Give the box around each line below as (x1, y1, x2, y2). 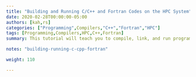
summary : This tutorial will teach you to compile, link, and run (6, 36, 171, 41)
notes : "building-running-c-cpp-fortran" (6, 46, 108, 52)
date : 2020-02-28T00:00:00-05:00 (6, 14, 87, 20)
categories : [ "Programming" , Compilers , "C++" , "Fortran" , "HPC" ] (6, 24, 160, 31)
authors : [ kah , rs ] (6, 19, 51, 25)
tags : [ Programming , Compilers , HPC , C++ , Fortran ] (6, 30, 124, 36)
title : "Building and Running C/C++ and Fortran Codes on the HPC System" (6, 8, 192, 15)
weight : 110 (6, 57, 35, 62)
